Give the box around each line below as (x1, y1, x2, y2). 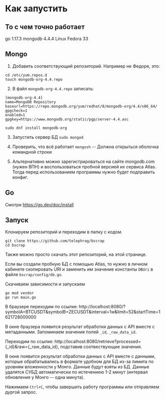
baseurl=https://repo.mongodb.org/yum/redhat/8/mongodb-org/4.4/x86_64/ (5, 104, 158, 109)
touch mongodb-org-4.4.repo (5, 77, 63, 82)
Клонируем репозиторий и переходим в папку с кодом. (5, 229, 123, 235)
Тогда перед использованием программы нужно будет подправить (12, 169, 155, 175)
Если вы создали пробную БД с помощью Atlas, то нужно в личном (5, 261, 148, 267)
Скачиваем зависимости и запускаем (5, 281, 85, 287)
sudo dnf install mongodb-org (5, 125, 67, 130)
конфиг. (12, 174, 29, 180)
